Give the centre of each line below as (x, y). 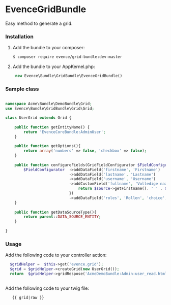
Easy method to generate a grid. (39, 23)
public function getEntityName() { (52, 127)
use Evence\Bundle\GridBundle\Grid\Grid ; (50, 109)
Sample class (22, 89)
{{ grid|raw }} (28, 297)
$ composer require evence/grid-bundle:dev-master (67, 57)
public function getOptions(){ (48, 146)
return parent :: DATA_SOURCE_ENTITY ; (62, 217)
